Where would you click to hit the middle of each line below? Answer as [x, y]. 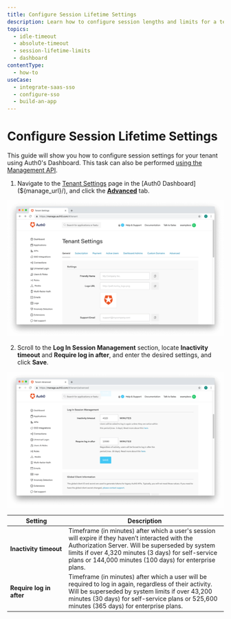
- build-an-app [35, 102]
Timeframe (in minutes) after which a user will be [138, 577]
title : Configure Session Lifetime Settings [72, 14]
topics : [18, 29]
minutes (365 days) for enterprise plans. [126, 606]
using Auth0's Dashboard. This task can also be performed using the [105, 163]
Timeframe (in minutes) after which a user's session [142, 530]
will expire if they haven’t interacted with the [131, 538]
